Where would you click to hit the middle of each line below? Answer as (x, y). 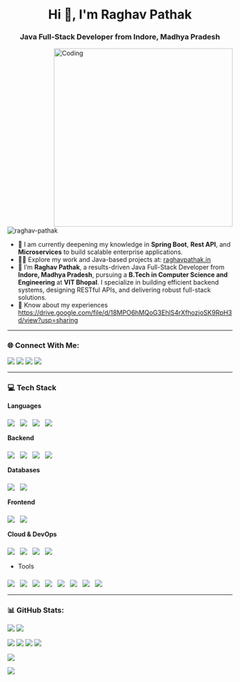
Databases (24, 470)
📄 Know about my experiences (63, 305)
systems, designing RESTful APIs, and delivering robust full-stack (114, 290)
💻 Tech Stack (32, 387)
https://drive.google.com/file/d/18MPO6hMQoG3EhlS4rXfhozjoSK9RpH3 (125, 312)
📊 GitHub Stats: (36, 610)
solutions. (32, 297)
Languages (24, 406)
